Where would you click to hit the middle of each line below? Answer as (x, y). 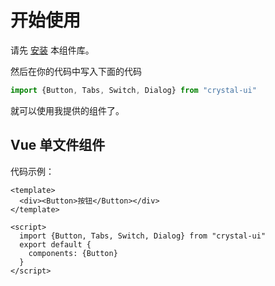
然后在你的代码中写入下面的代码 (76, 71)
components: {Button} (73, 253)
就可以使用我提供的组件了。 (67, 110)
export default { (55, 244)
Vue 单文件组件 (58, 145)
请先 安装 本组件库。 (52, 50)
